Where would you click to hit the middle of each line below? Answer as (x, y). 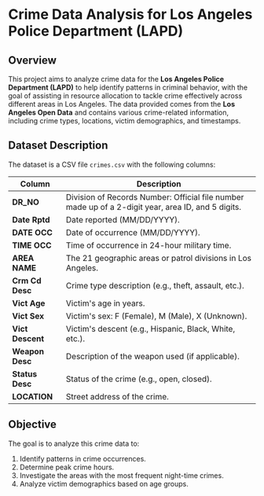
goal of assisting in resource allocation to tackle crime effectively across (125, 96)
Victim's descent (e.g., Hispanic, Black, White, (150, 329)
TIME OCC (32, 245)
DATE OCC (33, 232)
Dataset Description (58, 146)
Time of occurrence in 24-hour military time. (148, 245)
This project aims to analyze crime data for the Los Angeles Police (116, 79)
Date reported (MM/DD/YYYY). (123, 219)
